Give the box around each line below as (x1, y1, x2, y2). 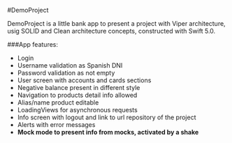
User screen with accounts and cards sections (17, 76, 152, 84)
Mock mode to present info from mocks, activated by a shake (17, 128, 199, 136)
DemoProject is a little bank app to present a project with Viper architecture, (7, 20, 226, 27)
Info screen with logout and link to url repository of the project (17, 113, 196, 121)
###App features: (7, 40, 58, 48)
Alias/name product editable (17, 98, 99, 107)
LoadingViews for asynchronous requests (17, 106, 138, 114)
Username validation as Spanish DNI (17, 61, 123, 69)
